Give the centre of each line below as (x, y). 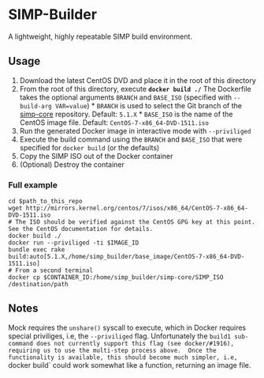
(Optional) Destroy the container (72, 164)
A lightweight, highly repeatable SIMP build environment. (100, 36)
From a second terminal (54, 270)
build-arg (36, 106)
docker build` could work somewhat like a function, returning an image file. (130, 365)
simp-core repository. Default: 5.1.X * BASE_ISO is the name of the (126, 114)
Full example (33, 185)
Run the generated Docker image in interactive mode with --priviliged (135, 130)
